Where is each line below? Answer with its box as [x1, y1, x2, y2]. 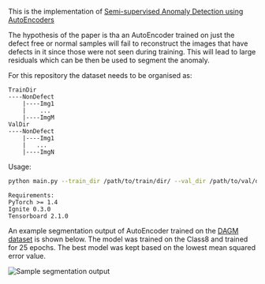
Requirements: [8, 191, 55, 200]
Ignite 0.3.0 [8, 205, 51, 213]
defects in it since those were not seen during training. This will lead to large [8, 47, 256, 56]
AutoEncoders [8, 15, 55, 24]
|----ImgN [22, 148, 55, 156]
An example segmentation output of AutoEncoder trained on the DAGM [8, 226, 239, 235]
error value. [8, 251, 46, 260]
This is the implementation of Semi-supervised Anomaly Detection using [8, 7, 244, 16]
